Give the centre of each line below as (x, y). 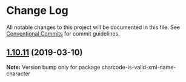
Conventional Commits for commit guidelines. (63, 33)
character (18, 74)
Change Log (37, 11)
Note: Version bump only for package (53, 67)
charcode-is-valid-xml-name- (139, 67)
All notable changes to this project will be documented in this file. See (93, 27)
